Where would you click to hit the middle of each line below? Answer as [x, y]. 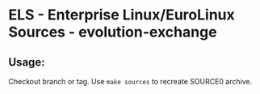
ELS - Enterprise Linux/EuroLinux [122, 15]
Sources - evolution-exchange [113, 32]
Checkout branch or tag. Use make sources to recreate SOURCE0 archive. [130, 81]
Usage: [27, 62]
